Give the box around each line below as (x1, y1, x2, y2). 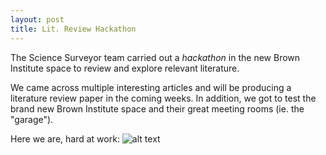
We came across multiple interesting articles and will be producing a (10, 81, 292, 93)
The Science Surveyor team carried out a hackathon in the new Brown (10, 51, 301, 63)
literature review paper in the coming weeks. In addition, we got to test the (10, 92, 317, 104)
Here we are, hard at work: (10, 132, 120, 145)
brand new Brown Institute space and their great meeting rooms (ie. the (10, 102, 305, 115)
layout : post (10, 14, 65, 25)
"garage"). (10, 113, 54, 125)
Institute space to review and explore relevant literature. (10, 62, 240, 74)
